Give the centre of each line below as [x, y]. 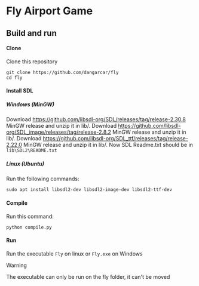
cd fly [14, 78]
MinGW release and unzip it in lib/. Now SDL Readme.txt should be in [108, 145]
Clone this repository [32, 61]
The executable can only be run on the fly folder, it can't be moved [88, 276]
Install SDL [20, 91]
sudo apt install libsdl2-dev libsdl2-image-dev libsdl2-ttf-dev [89, 190]
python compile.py [29, 227]
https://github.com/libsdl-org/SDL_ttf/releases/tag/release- [115, 139]
